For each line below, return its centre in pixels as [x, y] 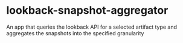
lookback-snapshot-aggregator [87, 10]
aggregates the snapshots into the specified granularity [75, 33]
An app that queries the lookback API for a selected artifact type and [91, 27]
